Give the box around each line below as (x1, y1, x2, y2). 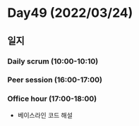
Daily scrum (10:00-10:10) (7, 56, 99, 66)
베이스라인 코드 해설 (17, 111, 73, 119)
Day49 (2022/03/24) (7, 5, 133, 21)
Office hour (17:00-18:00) (7, 94, 97, 103)
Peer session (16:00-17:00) (7, 75, 102, 85)
